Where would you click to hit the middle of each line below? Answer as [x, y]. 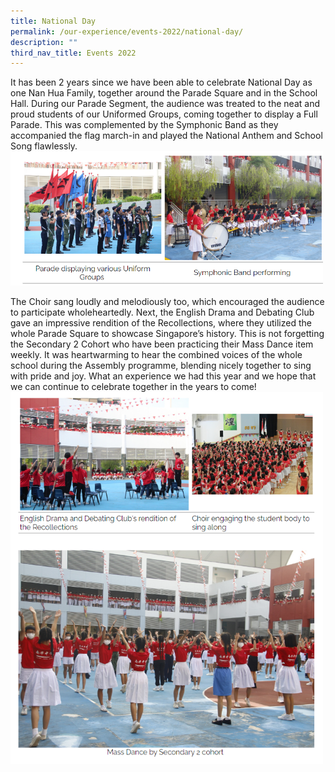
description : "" [44, 42]
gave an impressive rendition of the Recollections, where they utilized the [161, 323]
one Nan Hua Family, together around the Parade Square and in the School [164, 93]
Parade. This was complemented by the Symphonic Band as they [144, 125]
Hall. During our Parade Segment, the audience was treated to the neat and [165, 104]
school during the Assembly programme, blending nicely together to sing [161, 366]
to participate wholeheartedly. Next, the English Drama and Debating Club [162, 312]
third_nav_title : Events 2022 [73, 53]
